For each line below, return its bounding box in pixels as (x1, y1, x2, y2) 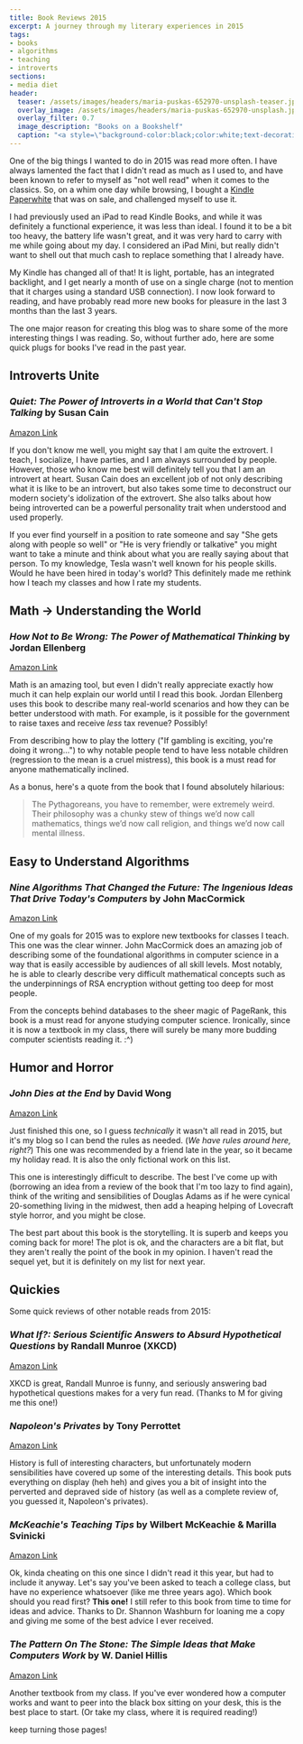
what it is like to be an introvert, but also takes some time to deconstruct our (9, 483, 292, 494)
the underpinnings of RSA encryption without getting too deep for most (9, 978, 274, 989)
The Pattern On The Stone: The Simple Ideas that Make (9, 1638, 256, 1651)
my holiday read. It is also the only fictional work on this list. (9, 1154, 232, 1165)
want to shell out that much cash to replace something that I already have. (9, 249, 284, 260)
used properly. (9, 512, 64, 522)
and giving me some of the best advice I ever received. (9, 1616, 214, 1627)
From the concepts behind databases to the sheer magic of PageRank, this (9, 1005, 287, 1016)
